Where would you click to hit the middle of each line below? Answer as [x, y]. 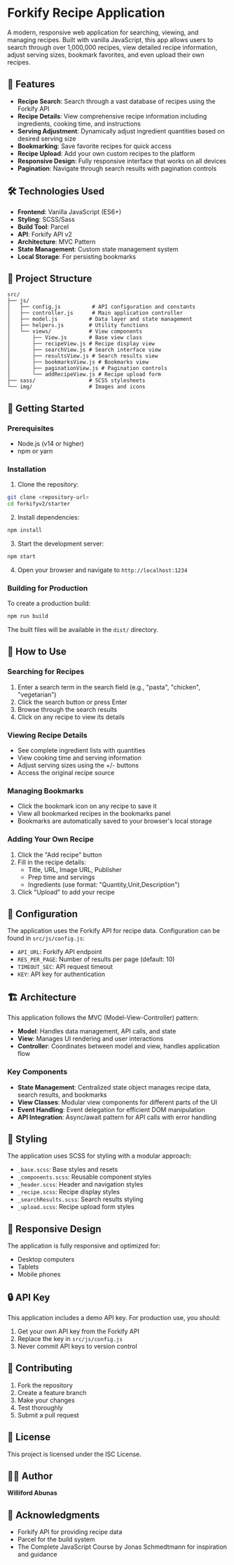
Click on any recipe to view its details [71, 717]
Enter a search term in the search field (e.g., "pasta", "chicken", [109, 687]
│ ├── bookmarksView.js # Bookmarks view [78, 362]
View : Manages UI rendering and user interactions [90, 1039]
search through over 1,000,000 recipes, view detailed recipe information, [112, 47]
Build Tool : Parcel [43, 227]
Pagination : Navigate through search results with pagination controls [117, 168]
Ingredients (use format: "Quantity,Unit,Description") [104, 884]
